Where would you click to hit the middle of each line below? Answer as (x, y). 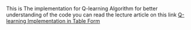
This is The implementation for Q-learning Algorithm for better (82, 9)
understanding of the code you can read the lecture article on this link (91, 15)
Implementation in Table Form (64, 21)
